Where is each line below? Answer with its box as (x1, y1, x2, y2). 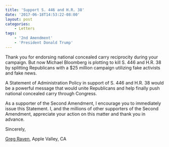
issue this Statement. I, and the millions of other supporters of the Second (5, 105, 159, 111)
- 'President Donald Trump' (14, 40, 73, 45)
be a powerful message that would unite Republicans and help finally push (5, 85, 160, 91)
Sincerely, (5, 126, 26, 132)
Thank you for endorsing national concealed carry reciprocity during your (5, 54, 158, 60)
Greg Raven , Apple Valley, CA (5, 135, 67, 141)
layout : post (5, 17, 33, 22)
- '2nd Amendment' (14, 36, 53, 41)
